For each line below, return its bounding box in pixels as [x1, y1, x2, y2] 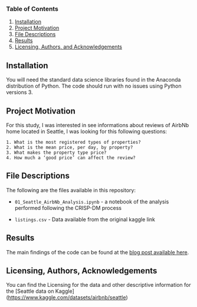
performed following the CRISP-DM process [14, 204, 122, 211]
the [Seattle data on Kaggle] [6, 287, 75, 295]
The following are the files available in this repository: [6, 186, 136, 193]
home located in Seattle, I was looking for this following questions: [6, 128, 167, 135]
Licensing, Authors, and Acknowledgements [14, 43, 123, 50]
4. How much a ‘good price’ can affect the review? [6, 154, 136, 161]
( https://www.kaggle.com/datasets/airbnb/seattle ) [6, 294, 128, 301]
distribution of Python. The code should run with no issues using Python [6, 82, 182, 90]
